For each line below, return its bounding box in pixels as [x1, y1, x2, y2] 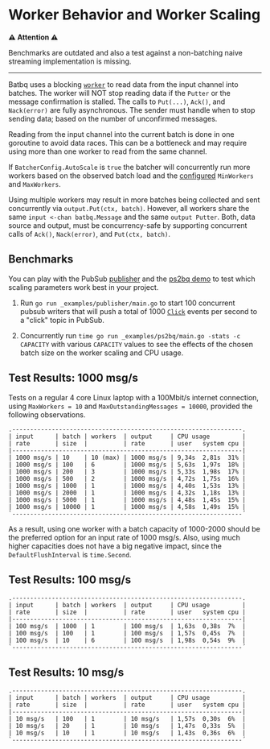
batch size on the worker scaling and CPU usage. [19, 348, 184, 358]
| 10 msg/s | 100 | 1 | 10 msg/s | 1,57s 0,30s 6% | [8, 715, 247, 723]
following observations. [8, 409, 86, 420]
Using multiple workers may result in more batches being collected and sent [8, 195, 260, 205]
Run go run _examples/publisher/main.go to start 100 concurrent [19, 298, 235, 308]
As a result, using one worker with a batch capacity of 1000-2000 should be [8, 523, 261, 533]
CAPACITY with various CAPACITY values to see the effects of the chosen [19, 339, 254, 349]
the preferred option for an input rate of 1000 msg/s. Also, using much [8, 532, 241, 542]
